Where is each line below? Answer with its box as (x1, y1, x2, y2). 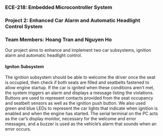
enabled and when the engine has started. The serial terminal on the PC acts (5, 111, 158, 117)
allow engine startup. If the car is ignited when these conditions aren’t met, (5, 85, 154, 91)
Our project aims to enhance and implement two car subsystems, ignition (5, 47, 151, 53)
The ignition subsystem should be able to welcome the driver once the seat (5, 75, 156, 80)
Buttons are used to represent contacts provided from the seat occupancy (5, 95, 154, 101)
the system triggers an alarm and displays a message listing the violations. (5, 90, 154, 96)
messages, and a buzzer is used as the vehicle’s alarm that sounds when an (5, 121, 157, 127)
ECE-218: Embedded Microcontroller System (5, 4, 113, 11)
